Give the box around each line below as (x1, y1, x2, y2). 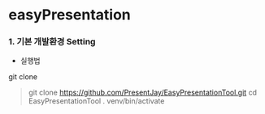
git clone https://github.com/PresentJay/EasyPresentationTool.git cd (28, 87, 258, 98)
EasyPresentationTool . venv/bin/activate (28, 96, 165, 106)
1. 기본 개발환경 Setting (8, 36, 96, 48)
